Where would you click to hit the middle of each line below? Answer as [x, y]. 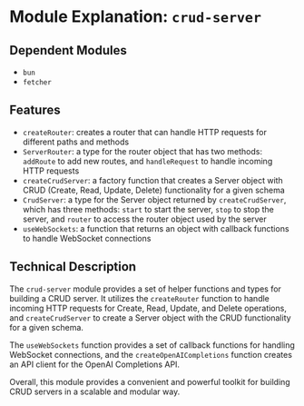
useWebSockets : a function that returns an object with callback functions [156, 228]
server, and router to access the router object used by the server [144, 219]
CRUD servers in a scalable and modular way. [95, 391]
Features [35, 110]
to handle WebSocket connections [87, 238]
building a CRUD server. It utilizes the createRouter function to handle [140, 298]
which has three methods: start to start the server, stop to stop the [148, 209]
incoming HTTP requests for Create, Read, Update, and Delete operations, [148, 308]
